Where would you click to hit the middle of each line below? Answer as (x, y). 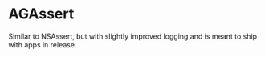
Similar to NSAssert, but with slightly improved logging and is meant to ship (133, 36)
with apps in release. (43, 44)
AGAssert (41, 14)
